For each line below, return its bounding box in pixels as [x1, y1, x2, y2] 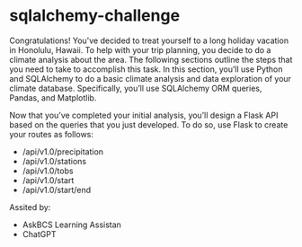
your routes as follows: [9, 128, 94, 139]
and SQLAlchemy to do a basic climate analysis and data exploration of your [9, 73, 292, 84]
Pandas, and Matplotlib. [9, 92, 97, 103]
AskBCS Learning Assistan [22, 219, 121, 230]
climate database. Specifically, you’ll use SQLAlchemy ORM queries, [9, 83, 262, 93]
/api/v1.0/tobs [22, 165, 74, 176]
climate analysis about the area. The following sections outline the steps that [9, 54, 293, 65]
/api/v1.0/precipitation [22, 146, 104, 157]
